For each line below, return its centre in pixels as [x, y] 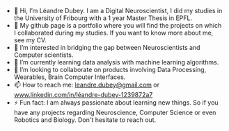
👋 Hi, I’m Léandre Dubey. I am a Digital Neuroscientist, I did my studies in [118, 11]
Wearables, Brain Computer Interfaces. [70, 77]
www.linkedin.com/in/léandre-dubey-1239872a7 [83, 95]
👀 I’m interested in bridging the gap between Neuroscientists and [107, 47]
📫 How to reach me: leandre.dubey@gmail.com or [87, 85]
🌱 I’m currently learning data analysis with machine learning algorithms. [116, 62]
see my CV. [30, 40]
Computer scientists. [44, 55]
